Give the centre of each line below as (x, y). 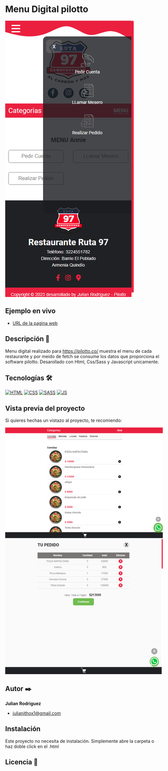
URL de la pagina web (35, 323)
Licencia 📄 (22, 762)
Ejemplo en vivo (30, 311)
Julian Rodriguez (23, 703)
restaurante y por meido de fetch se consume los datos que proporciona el (82, 356)
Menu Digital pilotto (47, 9)
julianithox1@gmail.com (36, 713)
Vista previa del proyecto (45, 408)
